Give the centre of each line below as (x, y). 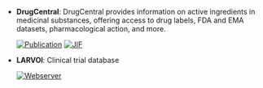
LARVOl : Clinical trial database (68, 60)
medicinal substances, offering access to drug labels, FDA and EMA (130, 20)
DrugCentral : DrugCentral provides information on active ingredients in (136, 12)
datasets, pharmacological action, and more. (91, 29)
